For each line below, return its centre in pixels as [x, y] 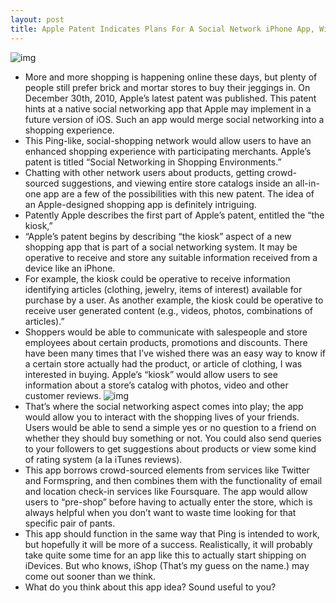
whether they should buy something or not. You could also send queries [173, 438]
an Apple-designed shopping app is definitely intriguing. [140, 204]
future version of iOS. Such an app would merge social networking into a [174, 119]
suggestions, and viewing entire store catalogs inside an [177, 183]
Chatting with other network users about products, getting [144, 172]
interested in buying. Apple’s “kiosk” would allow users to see [151, 374]
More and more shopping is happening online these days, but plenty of [171, 77]
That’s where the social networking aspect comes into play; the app [164, 406]
